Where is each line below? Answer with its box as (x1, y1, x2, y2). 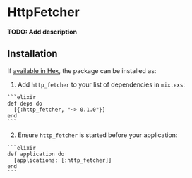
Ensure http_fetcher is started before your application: (17, 131, 178, 139)
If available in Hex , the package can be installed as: (7, 66, 157, 75)
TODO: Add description (7, 27, 78, 36)
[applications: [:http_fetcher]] (13, 156, 112, 164)
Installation (7, 48, 58, 60)
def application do (7, 151, 65, 158)
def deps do (7, 100, 42, 107)
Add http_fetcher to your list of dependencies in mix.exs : (17, 80, 186, 89)
